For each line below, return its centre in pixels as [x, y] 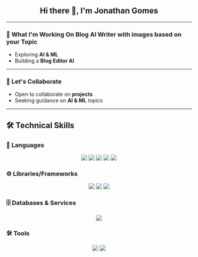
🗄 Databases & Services [41, 203]
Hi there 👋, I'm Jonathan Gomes [99, 11]
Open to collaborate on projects [54, 94]
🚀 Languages [25, 145]
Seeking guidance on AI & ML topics [59, 101]
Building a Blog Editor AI [44, 61]
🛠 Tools [18, 233]
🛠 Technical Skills [40, 125]
